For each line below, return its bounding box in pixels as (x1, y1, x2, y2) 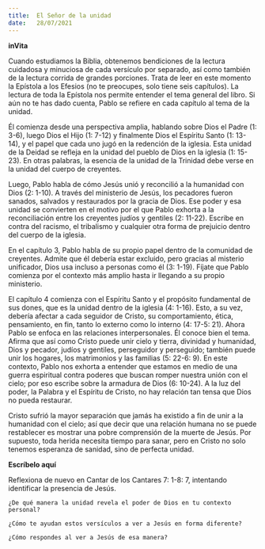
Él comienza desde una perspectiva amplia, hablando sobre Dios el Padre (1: (8, 122, 257, 132)
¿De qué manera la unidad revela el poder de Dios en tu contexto (8, 498, 232, 507)
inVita (8, 40, 28, 50)
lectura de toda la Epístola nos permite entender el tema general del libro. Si (8, 90, 256, 99)
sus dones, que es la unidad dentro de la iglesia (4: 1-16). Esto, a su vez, (8, 303, 244, 312)
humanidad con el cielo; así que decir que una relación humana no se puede (8, 419, 257, 429)
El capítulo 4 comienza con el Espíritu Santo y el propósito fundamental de (8, 294, 251, 303)
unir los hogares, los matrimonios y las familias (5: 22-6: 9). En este (8, 353, 228, 363)
